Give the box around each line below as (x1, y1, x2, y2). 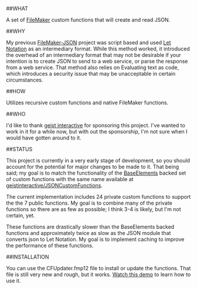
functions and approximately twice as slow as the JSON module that (6, 230, 171, 236)
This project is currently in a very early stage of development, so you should (6, 157, 191, 164)
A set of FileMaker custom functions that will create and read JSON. (6, 16, 171, 23)
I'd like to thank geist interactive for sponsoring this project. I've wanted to (6, 122, 186, 128)
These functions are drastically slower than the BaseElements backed (6, 223, 175, 230)
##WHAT (6, 5, 28, 12)
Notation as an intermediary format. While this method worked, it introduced (6, 45, 190, 52)
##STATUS (6, 146, 33, 152)
